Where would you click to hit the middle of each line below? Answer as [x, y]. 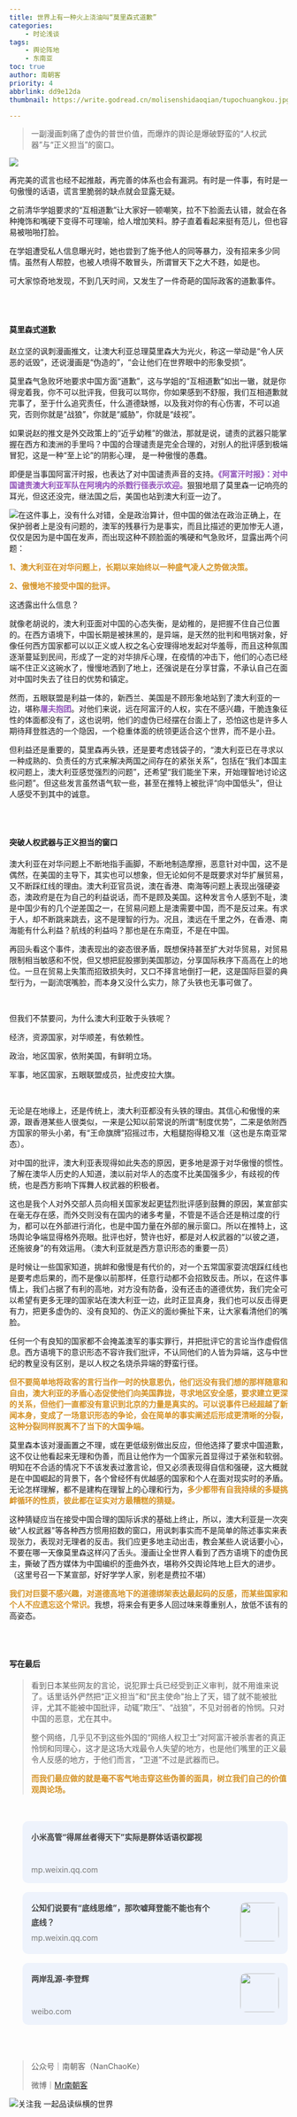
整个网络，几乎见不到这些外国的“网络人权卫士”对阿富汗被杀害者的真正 [158, 1737]
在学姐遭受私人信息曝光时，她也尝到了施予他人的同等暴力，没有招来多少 [141, 251]
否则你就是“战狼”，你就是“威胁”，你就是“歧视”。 [112, 414]
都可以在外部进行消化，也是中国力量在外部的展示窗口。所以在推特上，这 [156, 1225]
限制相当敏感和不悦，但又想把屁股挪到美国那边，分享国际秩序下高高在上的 [145, 960]
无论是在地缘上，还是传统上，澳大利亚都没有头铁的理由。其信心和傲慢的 [141, 1110]
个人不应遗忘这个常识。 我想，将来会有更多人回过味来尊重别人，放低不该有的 [148, 1604]
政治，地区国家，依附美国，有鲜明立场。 [83, 1056]
